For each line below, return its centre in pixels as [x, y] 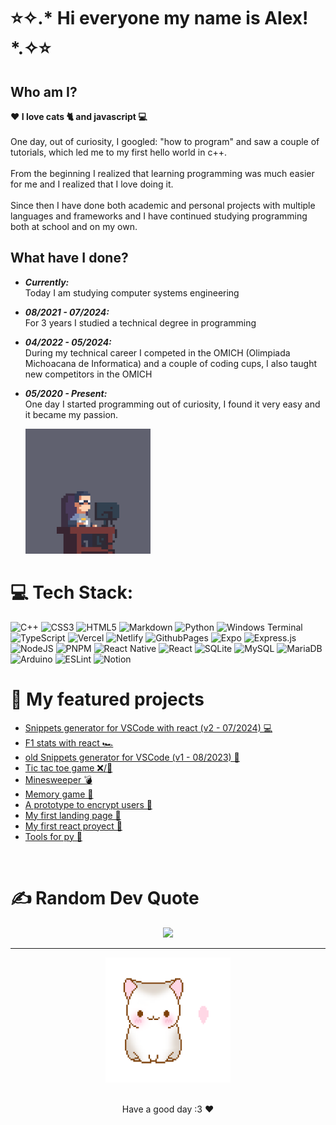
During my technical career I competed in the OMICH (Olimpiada [157, 352]
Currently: [47, 282]
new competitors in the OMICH [88, 374]
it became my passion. [71, 414]
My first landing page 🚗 [73, 815]
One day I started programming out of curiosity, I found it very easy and [172, 404]
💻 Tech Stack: [72, 592]
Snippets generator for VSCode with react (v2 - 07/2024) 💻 [148, 727]
